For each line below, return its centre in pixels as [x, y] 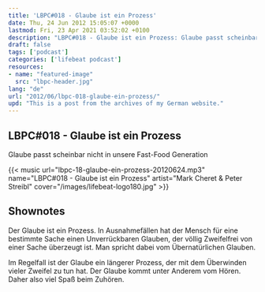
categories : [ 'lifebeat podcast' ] [65, 60]
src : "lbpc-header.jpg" [54, 81]
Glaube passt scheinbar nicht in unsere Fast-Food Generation [108, 154]
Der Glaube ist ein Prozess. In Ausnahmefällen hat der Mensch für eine [123, 230]
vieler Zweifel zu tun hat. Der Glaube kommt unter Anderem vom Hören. [125, 271]
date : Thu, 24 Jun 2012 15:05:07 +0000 [74, 23]
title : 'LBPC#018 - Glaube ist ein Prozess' [82, 15]
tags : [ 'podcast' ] [38, 52]
